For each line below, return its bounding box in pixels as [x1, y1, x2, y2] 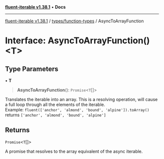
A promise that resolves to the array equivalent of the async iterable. [5, 148, 143, 154]
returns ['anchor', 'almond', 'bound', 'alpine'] [5, 112, 106, 118]
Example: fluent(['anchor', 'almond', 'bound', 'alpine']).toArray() [5, 107, 150, 112]
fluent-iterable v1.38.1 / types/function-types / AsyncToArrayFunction [5, 18, 144, 24]
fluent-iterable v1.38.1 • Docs [5, 4, 66, 10]
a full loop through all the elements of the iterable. [5, 102, 105, 107]
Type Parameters [5, 65, 59, 73]
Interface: [5, 35, 46, 46]
